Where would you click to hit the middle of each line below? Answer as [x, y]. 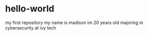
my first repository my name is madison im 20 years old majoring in [74, 22]
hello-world [30, 9]
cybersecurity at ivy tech [31, 27]
